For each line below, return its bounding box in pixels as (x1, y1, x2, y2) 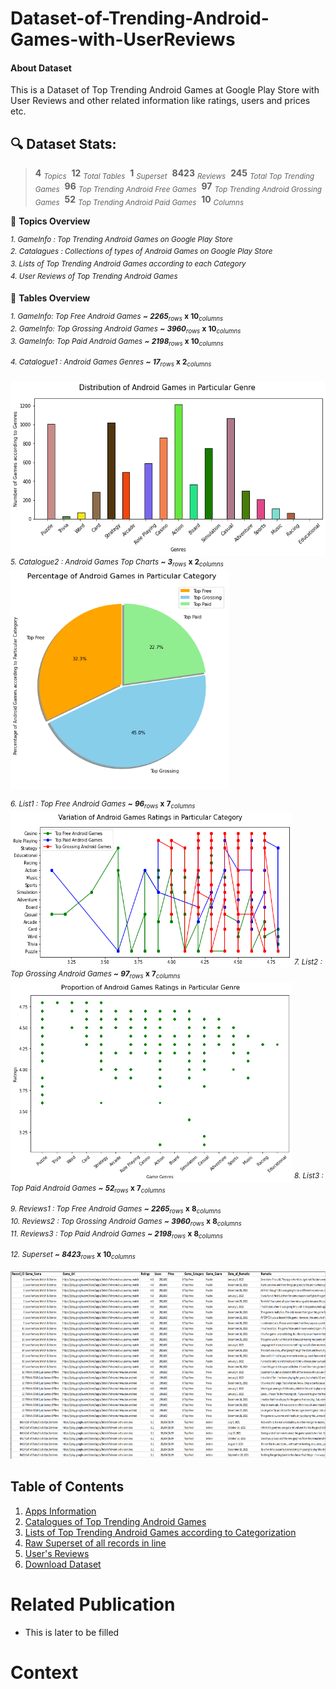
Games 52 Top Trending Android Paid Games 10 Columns (34, 193, 245, 207)
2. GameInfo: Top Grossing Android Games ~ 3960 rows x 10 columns (10, 323, 242, 336)
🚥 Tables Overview (10, 292, 91, 304)
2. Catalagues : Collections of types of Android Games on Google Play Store (10, 247, 273, 257)
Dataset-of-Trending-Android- (10, 7, 270, 30)
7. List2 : (293, 957, 323, 967)
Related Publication (10, 1593, 176, 1616)
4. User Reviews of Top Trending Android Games (10, 271, 178, 281)
